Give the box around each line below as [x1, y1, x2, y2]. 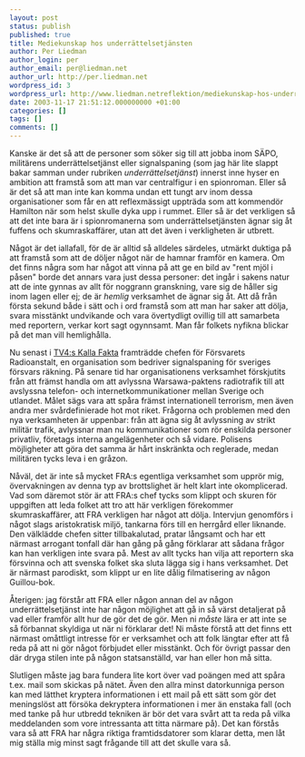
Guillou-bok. [9, 577, 56, 587]
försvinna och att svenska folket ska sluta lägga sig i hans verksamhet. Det [9, 557, 289, 568]
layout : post [9, 13, 59, 23]
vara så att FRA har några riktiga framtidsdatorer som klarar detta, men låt [9, 728, 286, 738]
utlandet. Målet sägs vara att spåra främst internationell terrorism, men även [9, 396, 294, 406]
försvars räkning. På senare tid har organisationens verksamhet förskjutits [9, 367, 286, 377]
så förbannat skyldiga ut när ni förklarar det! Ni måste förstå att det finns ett [9, 624, 292, 634]
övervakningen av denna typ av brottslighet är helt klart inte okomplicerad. [9, 480, 289, 491]
